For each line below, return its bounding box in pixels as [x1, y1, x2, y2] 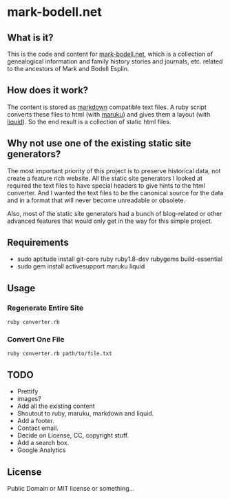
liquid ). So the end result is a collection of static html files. [7, 117, 171, 126]
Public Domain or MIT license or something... [7, 485, 135, 493]
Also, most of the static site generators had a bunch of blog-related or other [7, 209, 222, 217]
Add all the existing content [17, 402, 95, 411]
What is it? [7, 32, 54, 43]
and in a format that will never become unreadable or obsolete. [7, 196, 186, 204]
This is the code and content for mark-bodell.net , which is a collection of [7, 50, 213, 58]
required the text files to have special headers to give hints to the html [7, 181, 205, 190]
